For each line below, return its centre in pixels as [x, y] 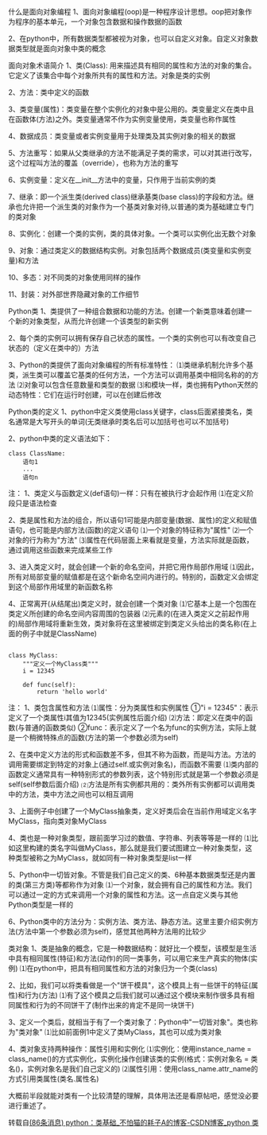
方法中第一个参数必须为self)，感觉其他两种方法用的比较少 [112, 931]
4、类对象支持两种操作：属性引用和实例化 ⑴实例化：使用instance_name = [130, 1049]
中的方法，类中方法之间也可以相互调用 [71, 794]
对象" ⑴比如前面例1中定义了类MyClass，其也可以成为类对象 [124, 1032]
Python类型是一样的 [41, 905]
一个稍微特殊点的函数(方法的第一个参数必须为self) [97, 737]
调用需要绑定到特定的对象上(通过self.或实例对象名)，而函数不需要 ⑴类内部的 [133, 764]
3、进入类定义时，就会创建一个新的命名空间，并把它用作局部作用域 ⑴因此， [133, 567]
